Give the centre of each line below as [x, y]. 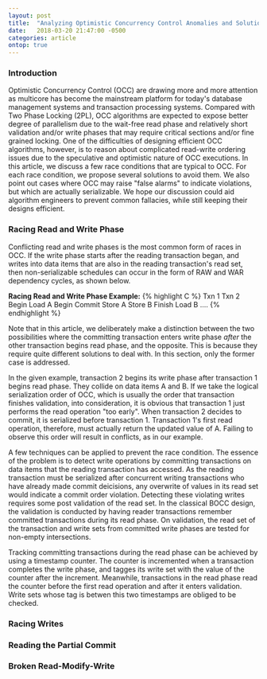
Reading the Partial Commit [62, 645]
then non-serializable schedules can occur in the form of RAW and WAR [126, 272]
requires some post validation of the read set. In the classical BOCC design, [132, 503]
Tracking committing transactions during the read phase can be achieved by [133, 552]
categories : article [43, 38]
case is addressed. [39, 362]
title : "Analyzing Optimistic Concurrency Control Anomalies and [120, 23]
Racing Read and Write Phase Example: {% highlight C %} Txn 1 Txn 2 [124, 296]
